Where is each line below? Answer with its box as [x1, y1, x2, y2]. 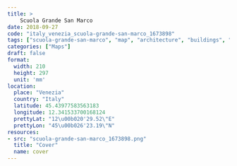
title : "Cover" [13, 142, 59, 149]
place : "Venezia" [13, 89, 65, 96]
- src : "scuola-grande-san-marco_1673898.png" [7, 135, 147, 142]
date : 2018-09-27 [7, 23, 59, 30]
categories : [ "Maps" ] [7, 43, 71, 50]
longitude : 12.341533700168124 [13, 109, 106, 116]
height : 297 [13, 69, 49, 76]
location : [7, 83, 37, 90]
